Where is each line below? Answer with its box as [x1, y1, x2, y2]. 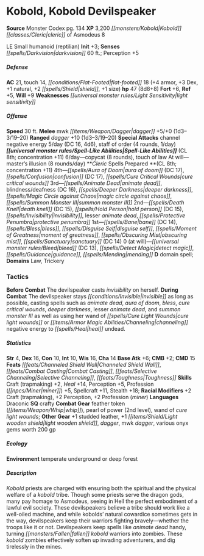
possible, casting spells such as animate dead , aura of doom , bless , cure [6, 299, 190, 306]
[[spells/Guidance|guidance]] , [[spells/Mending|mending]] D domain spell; [6, 250, 194, 258]
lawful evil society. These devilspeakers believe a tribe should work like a [6, 504, 190, 511]
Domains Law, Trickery [6, 257, 65, 264]
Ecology [6, 439, 28, 447]
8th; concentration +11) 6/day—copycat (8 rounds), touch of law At [6, 153, 174, 161]
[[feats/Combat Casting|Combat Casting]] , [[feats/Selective [6, 367, 157, 375]
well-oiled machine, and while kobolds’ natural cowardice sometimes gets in [6, 511, 198, 518]
